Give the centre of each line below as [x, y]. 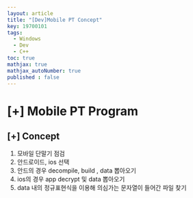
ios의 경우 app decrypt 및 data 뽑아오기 [71, 180]
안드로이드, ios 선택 [43, 162]
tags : [15, 33]
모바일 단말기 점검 [41, 153]
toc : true [21, 58]
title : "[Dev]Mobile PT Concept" [55, 20]
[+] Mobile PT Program [73, 111]
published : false [33, 77]
